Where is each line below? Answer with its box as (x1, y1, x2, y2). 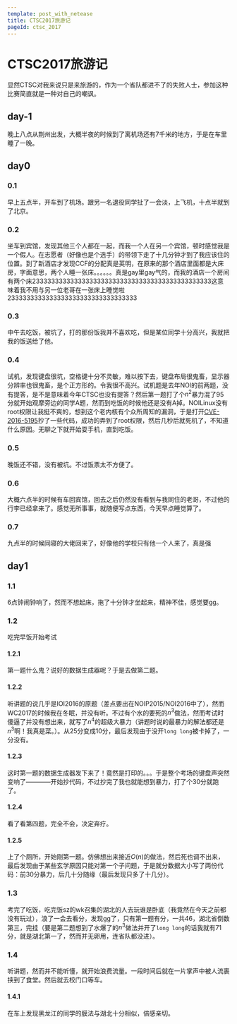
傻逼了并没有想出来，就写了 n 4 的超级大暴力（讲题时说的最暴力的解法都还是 (7, 716, 224, 725)
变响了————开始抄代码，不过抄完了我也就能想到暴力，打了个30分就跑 (7, 777, 219, 785)
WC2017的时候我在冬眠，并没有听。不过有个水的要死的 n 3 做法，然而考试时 (7, 707, 224, 717)
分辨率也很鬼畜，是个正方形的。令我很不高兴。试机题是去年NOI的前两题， (7, 380, 223, 389)
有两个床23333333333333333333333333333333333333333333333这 (7, 277, 218, 286)
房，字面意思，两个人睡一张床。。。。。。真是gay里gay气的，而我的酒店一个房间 (7, 268, 230, 277)
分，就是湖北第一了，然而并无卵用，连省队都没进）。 (7, 932, 159, 941)
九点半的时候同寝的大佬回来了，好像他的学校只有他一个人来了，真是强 (7, 539, 212, 548)
